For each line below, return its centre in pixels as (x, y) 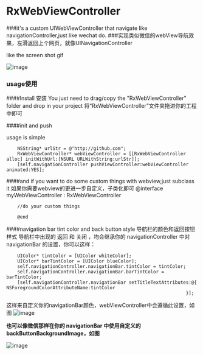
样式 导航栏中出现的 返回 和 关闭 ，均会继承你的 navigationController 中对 (98, 237)
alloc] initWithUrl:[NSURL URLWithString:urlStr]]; (73, 160)
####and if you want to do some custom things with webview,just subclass (100, 181)
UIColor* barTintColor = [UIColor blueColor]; (77, 261)
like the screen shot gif (35, 55)
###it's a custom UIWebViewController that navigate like (77, 28)
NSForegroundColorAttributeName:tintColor (61, 288)
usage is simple (26, 138)
